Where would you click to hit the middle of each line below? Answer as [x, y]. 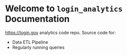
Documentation [38, 19]
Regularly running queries [38, 47]
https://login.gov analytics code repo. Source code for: [61, 32]
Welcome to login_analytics [64, 9]
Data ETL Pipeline [30, 42]
